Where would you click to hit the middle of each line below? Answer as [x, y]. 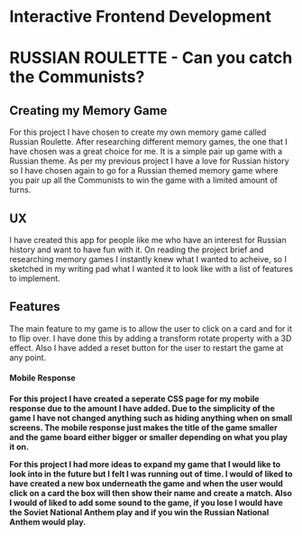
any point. [28, 357]
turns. [20, 190]
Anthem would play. [48, 522]
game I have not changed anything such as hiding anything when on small [151, 418]
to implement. [35, 278]
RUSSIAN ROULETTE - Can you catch [151, 58]
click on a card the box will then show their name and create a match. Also [151, 493]
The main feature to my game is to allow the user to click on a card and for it [151, 328]
